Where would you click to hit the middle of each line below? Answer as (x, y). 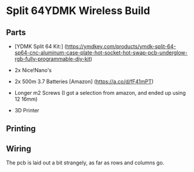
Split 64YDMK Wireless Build (78, 11)
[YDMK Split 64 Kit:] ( (40, 46)
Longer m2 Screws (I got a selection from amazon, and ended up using (100, 93)
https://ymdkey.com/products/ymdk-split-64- (121, 46)
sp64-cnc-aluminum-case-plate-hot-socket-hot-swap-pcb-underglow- (101, 53)
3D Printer (27, 110)
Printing (21, 129)
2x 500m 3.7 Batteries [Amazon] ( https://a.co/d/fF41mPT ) (84, 81)
